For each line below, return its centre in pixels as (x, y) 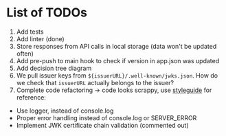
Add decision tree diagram (54, 68)
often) (25, 54)
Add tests (30, 32)
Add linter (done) (40, 38)
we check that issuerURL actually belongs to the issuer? (95, 82)
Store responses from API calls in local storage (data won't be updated (116, 46)
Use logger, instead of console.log (65, 111)
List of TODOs (47, 13)
